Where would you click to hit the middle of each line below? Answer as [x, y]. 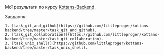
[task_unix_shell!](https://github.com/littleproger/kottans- [78, 43]
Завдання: [16, 17]
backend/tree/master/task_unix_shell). [47, 48]
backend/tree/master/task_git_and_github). [51, 30]
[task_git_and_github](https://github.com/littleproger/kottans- [81, 26]
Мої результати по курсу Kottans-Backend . [50, 7]
